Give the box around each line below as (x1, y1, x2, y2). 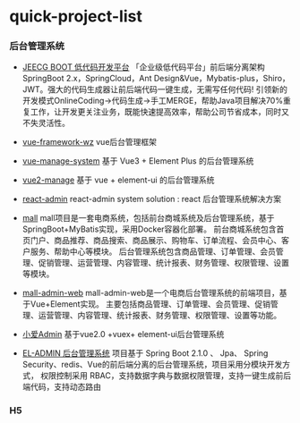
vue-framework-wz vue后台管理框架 (21, 137, 158, 148)
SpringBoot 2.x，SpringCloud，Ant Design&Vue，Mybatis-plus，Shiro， (21, 73, 291, 84)
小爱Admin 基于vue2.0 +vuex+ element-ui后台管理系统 (21, 329, 225, 340)
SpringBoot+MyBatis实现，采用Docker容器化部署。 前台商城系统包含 (21, 224, 277, 234)
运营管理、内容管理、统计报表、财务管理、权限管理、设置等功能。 (38, 310, 282, 321)
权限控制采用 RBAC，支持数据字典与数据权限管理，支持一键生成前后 (39, 370, 292, 381)
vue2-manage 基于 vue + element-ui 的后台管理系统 (21, 174, 215, 185)
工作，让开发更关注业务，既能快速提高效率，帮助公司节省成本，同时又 (30, 106, 289, 117)
